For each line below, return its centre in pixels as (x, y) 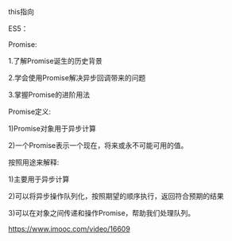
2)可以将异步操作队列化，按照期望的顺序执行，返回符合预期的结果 (116, 196)
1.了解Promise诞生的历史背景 (56, 61)
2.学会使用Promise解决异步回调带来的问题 (77, 78)
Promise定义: (30, 111)
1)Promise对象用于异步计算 (52, 128)
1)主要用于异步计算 (39, 179)
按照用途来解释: (34, 162)
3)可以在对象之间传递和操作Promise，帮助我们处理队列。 (102, 213)
